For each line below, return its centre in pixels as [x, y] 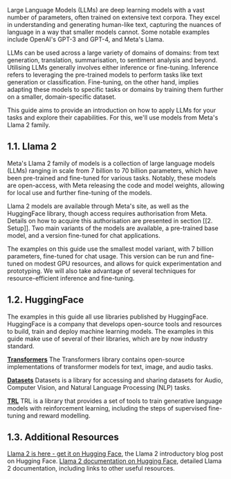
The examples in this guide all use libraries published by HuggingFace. [108, 317]
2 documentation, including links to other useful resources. [91, 469]
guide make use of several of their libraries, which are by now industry [108, 339]
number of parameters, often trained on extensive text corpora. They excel [113, 17]
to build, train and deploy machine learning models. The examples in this [111, 331]
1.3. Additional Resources [63, 437]
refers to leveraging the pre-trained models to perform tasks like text [105, 75]
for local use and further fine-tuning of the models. [80, 192]
